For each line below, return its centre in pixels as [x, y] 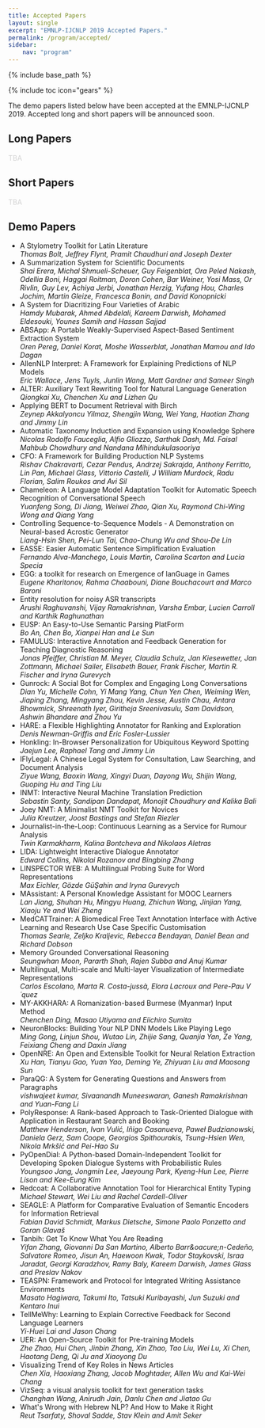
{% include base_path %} [50, 75]
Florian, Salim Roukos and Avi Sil [73, 482]
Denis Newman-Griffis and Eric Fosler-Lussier [95, 734]
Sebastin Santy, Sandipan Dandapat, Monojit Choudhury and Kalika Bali [138, 802]
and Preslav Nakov [51, 1273]
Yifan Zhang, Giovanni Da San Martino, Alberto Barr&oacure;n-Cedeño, [137, 1247]
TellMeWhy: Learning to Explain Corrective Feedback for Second [125, 1315]
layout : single [33, 23]
